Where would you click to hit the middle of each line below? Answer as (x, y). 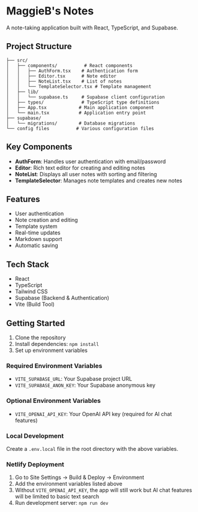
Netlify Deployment (35, 464)
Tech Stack (28, 264)
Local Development (35, 436)
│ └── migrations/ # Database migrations (71, 123)
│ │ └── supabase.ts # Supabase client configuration (85, 97)
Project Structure (39, 46)
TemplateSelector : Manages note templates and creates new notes (98, 180)
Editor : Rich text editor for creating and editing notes (80, 168)
